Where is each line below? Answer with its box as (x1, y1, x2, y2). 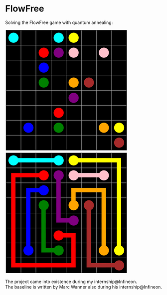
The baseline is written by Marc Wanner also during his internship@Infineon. (5, 284, 162, 290)
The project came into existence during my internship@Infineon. (5, 279, 137, 285)
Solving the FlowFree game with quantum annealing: (5, 19, 113, 25)
